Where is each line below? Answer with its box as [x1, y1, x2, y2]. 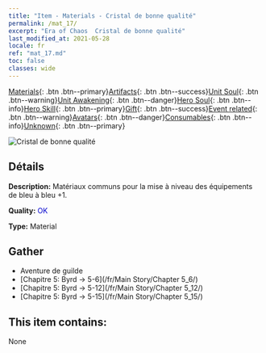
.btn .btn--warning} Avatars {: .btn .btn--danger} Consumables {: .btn [8, 112, 231, 122]
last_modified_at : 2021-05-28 [8, 34, 110, 43]
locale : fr [8, 42, 45, 50]
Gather [8, 244, 44, 258]
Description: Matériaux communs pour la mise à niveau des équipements [8, 181, 253, 191]
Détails [8, 160, 44, 174]
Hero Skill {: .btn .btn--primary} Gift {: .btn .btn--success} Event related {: [23, 103, 258, 113]
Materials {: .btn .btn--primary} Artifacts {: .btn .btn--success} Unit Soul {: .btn [8, 86, 260, 96]
